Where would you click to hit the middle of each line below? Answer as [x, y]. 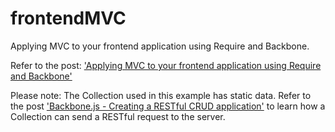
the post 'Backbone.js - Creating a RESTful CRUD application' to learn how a [168, 106]
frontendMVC [68, 18]
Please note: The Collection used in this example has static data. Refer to [161, 95]
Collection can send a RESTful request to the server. [118, 116]
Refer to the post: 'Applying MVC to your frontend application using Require [166, 65]
